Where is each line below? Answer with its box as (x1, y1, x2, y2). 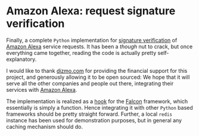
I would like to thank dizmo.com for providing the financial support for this (6, 67, 188, 74)
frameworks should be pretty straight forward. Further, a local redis (6, 110, 173, 118)
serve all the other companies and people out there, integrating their (6, 79, 174, 87)
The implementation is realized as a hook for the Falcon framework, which (6, 97, 188, 105)
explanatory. (6, 55, 37, 63)
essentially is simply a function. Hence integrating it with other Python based (6, 104, 194, 111)
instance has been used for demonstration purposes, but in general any (6, 116, 182, 123)
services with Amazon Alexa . (6, 86, 77, 93)
